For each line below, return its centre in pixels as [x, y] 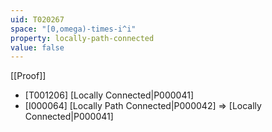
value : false [37, 47]
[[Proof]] [28, 76]
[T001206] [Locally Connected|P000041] [109, 95]
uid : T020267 [37, 19]
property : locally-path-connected [82, 38]
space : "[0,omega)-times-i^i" [73, 29]
